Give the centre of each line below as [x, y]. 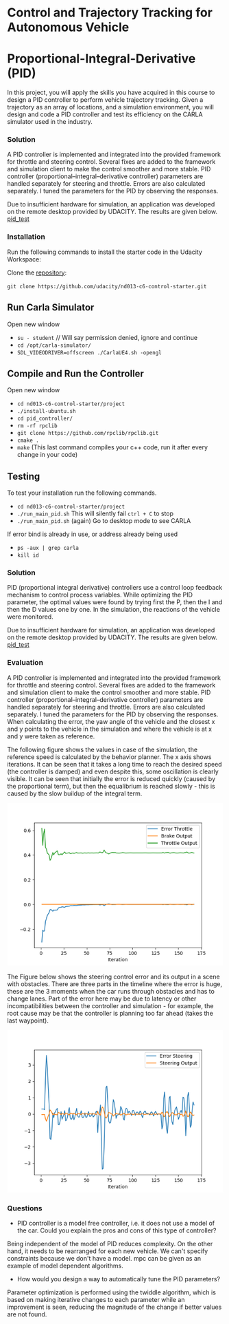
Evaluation [25, 663]
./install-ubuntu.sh [46, 412]
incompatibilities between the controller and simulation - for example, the [110, 1005]
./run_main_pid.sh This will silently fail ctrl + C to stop [95, 513]
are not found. [27, 1314]
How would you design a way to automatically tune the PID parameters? [119, 1279]
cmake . [28, 441]
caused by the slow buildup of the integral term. [75, 793]
